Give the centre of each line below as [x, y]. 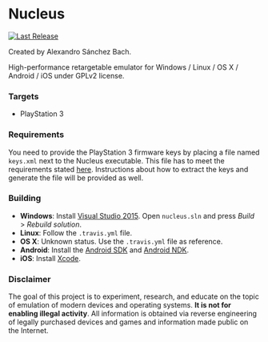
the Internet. [29, 331]
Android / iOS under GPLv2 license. [66, 75]
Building [25, 199]
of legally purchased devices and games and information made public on [128, 322]
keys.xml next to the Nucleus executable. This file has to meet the [117, 160]
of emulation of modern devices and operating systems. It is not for [120, 305]
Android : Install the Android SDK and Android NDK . [104, 250]
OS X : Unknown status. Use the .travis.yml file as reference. [121, 241]
